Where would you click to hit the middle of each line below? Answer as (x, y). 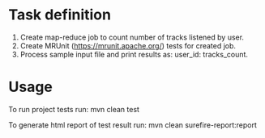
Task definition (60, 15)
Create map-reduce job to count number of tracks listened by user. (132, 37)
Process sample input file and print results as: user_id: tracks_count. (134, 54)
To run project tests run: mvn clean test (74, 109)
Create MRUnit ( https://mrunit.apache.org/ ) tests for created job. (128, 45)
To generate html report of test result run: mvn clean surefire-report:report (133, 125)
